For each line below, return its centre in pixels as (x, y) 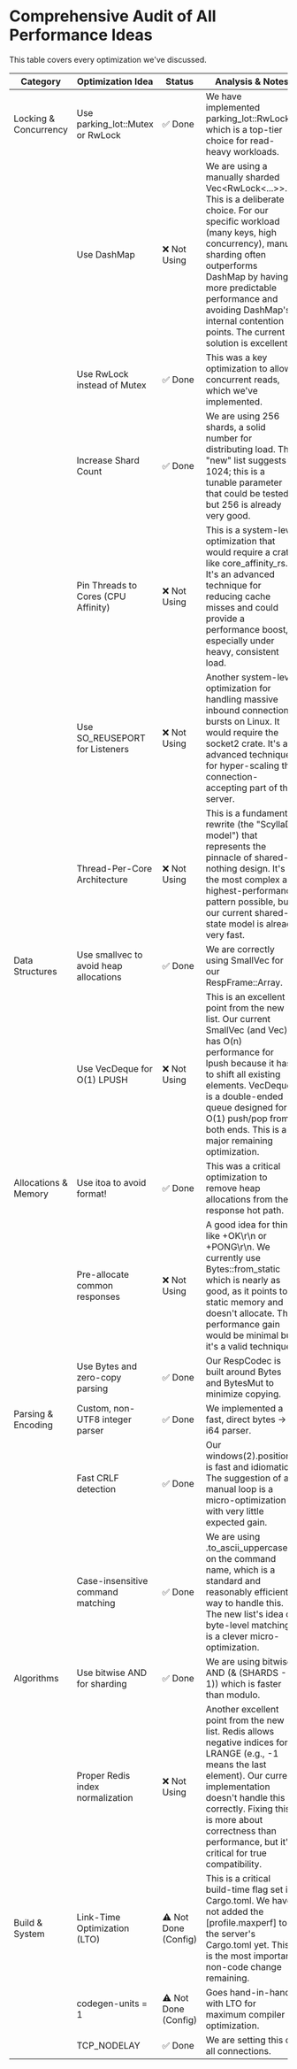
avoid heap (99, 965)
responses (99, 1296)
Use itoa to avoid (111, 1182)
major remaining (240, 1141)
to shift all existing (243, 1074)
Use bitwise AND (112, 1673)
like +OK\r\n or (236, 1235)
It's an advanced (240, 574)
